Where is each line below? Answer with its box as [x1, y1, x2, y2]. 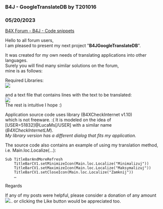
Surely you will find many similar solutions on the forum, [5, 63, 119, 69]
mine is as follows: [5, 68, 43, 74]
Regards [5, 183, 22, 189]
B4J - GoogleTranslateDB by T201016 [5, 3, 97, 10]
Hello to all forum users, [5, 37, 54, 43]
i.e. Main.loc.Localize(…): [5, 147, 56, 153]
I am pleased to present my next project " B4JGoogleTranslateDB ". [5, 43, 141, 49]
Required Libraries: [5, 77, 44, 83]
